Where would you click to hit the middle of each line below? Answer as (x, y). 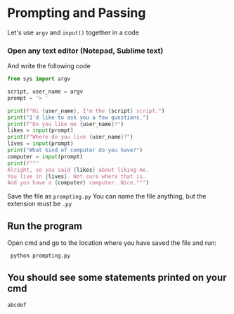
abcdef (17, 305)
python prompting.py (40, 256)
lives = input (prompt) (40, 144)
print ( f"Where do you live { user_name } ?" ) (70, 137)
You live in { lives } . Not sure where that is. (77, 176)
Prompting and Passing (77, 13)
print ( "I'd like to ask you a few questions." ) (78, 118)
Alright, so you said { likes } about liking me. (78, 170)
